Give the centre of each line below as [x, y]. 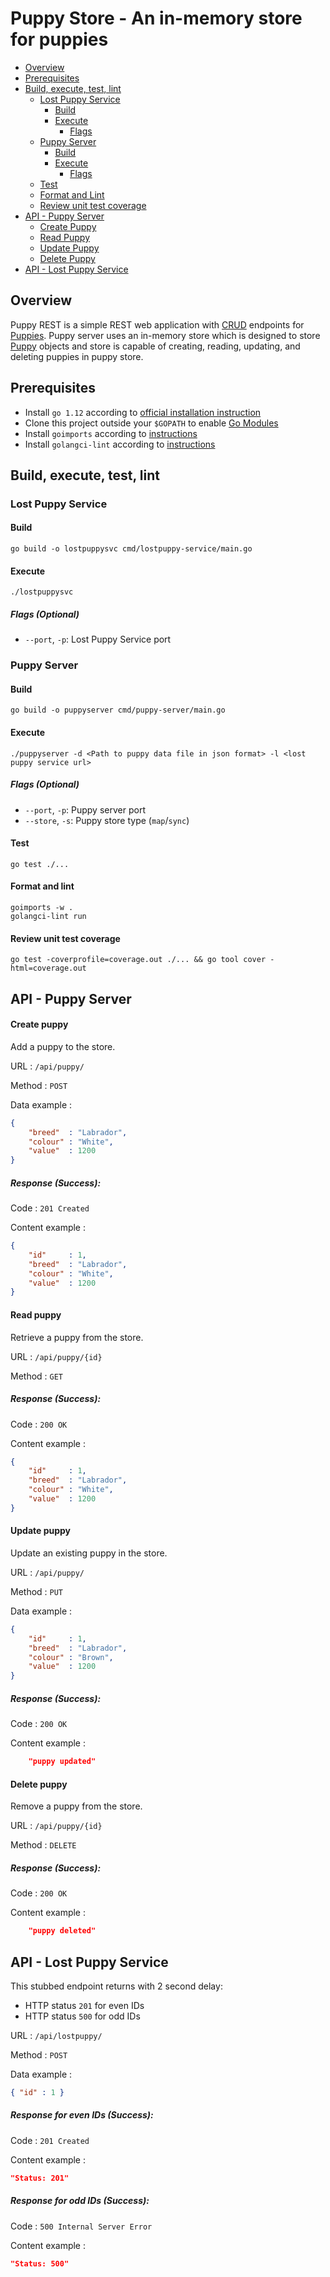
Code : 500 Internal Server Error [81, 2226]
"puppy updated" [62, 1762]
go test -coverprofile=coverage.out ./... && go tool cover [138, 960]
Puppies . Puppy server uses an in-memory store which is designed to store [165, 335]
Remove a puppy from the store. [76, 1806]
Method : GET [37, 1376]
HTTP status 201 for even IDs [84, 2005]
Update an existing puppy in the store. [89, 1553]
